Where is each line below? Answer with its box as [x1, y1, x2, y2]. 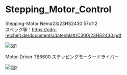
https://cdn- [32, 27, 57, 33]
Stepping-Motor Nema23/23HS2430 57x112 [5, 20, 98, 27]
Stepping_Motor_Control [5, 4, 112, 15]
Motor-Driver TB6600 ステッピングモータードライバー [5, 54, 119, 60]
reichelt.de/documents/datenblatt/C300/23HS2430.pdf [5, 32, 122, 38]
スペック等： [5, 27, 32, 33]
